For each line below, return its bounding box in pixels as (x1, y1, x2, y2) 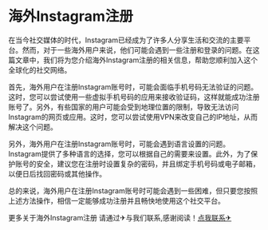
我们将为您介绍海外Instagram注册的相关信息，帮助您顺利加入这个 (42, 55, 258, 65)
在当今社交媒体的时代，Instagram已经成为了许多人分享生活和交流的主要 (8, 35, 244, 45)
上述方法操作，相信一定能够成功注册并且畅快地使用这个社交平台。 (8, 196, 225, 205)
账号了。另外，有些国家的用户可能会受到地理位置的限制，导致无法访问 (8, 101, 239, 112)
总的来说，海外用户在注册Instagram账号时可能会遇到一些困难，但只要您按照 (8, 185, 258, 196)
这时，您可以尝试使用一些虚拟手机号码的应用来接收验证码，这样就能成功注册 (8, 92, 260, 101)
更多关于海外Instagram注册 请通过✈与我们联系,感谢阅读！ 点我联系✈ (8, 212, 232, 222)
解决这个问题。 (8, 121, 57, 132)
